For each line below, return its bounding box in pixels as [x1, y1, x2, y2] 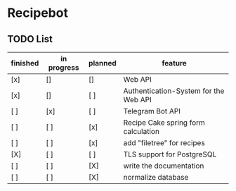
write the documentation [123, 161, 204, 171]
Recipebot [7, 5, 69, 21]
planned [88, 58, 117, 68]
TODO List [7, 33, 53, 45]
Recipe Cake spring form [123, 118, 206, 128]
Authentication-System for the [123, 86, 225, 96]
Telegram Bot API [123, 106, 181, 116]
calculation [123, 127, 160, 136]
